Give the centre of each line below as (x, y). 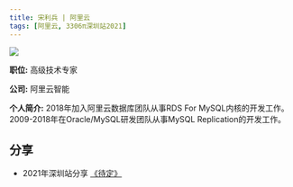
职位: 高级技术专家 (44, 69)
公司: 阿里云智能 (40, 89)
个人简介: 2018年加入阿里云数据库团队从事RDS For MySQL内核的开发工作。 (149, 108)
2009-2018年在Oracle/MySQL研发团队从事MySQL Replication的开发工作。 (148, 119)
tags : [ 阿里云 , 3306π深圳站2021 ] (68, 26)
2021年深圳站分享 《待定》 (72, 174)
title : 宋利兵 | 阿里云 (50, 18)
